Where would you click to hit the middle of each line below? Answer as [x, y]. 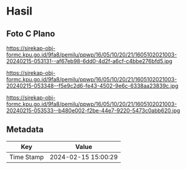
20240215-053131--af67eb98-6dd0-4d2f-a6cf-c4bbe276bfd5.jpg [89, 61]
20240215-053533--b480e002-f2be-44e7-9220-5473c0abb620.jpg [93, 110]
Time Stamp [27, 157]
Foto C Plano [31, 34]
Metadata [25, 130]
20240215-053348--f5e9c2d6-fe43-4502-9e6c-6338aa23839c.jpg [92, 86]
